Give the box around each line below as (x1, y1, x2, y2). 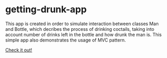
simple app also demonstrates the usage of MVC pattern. (5, 37, 126, 43)
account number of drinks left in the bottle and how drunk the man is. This (5, 31, 162, 37)
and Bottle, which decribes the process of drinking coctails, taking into (5, 26, 155, 32)
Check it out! (5, 47, 32, 53)
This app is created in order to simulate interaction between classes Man (5, 21, 159, 27)
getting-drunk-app (5, 4, 87, 15)
